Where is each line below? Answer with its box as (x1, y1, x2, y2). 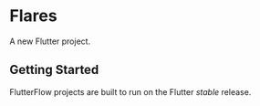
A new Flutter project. (9, 36, 91, 47)
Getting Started (9, 62, 99, 78)
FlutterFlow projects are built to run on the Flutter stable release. (9, 86, 252, 97)
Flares (9, 5, 57, 26)
